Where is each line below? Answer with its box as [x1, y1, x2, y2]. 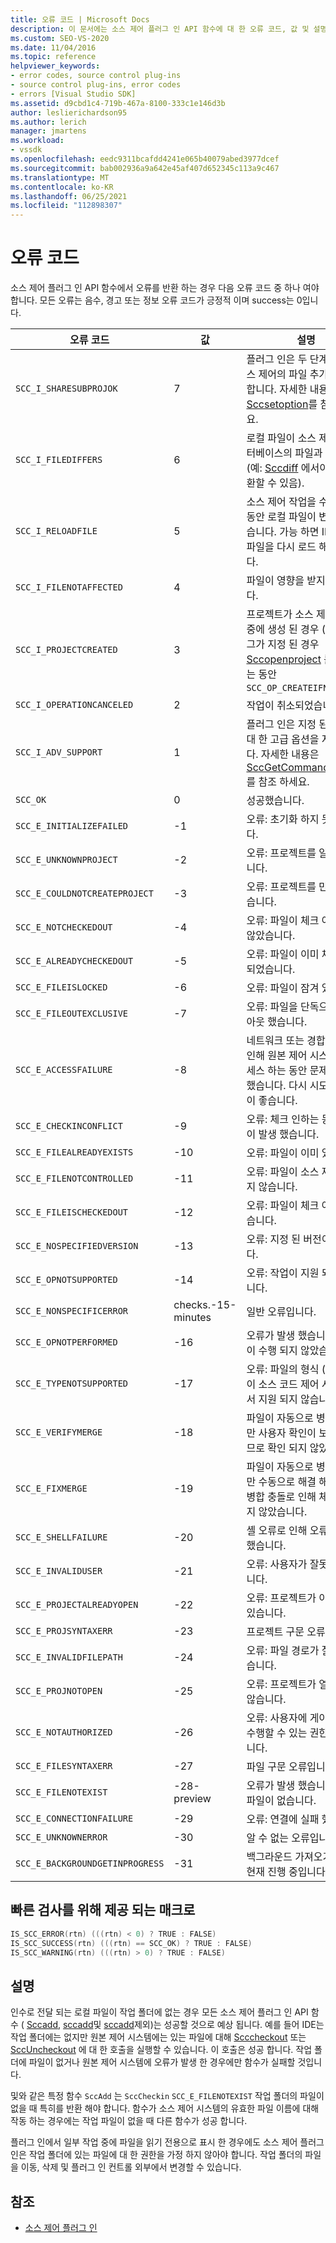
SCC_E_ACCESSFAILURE [15, 1064, 113, 1076]
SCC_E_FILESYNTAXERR [15, 1761, 113, 1772]
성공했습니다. [246, 794, 305, 808]
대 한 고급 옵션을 [246, 732, 320, 746]
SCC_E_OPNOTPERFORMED [15, 1337, 118, 1348]
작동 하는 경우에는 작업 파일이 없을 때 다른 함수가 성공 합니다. [10, 2115, 248, 2127]
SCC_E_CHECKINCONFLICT [15, 1121, 123, 1132]
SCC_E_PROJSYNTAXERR [15, 1626, 113, 1637]
